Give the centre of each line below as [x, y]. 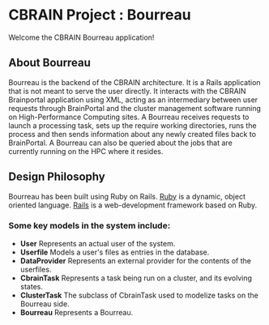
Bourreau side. [45, 304]
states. [31, 286]
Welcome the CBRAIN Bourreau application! [81, 37]
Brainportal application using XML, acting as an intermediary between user [133, 100]
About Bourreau [50, 63]
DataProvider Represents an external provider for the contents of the [135, 260]
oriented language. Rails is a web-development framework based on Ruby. [133, 205]
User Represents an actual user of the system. [98, 243]
